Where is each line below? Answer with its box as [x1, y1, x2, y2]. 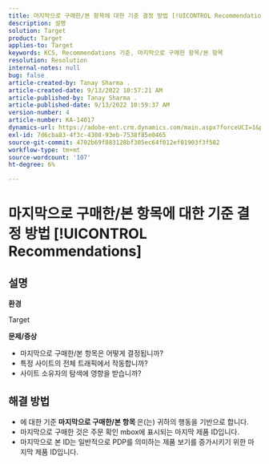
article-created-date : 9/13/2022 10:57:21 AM [8, 86, 163, 95]
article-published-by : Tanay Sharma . [8, 94, 138, 102]
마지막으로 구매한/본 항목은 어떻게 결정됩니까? [19, 349, 164, 358]
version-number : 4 [8, 109, 70, 117]
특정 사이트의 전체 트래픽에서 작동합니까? [19, 358, 148, 369]
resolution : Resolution [8, 57, 88, 65]
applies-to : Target [8, 42, 74, 50]
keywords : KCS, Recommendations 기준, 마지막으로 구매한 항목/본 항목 [8, 49, 223, 57]
